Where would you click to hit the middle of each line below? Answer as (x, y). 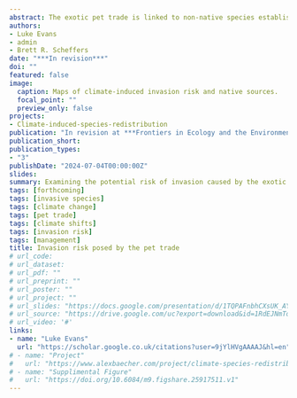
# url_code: (31, 257)
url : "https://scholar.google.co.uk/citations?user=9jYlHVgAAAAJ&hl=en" (154, 347)
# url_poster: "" (41, 289)
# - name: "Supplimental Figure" (71, 372)
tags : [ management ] (45, 240)
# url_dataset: (37, 265)
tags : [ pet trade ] (43, 215)
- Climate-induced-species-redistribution (88, 125)
